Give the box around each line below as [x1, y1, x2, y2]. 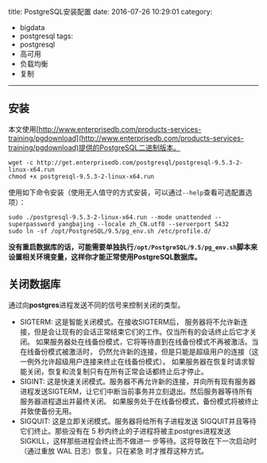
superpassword [8, 220, 56, 228]
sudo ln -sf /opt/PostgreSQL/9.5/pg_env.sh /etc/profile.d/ [8, 227, 212, 235]
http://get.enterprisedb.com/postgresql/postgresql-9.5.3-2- [37, 158, 244, 167]
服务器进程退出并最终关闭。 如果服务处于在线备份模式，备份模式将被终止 [19, 396, 259, 406]
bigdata [19, 23, 45, 32]
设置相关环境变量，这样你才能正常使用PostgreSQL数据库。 [8, 252, 202, 261]
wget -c [8, 158, 34, 167]
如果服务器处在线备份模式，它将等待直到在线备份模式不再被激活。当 [35, 337, 259, 346]
